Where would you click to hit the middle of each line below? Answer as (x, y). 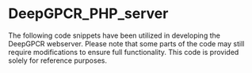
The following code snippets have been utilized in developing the (114, 35)
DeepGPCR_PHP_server (88, 14)
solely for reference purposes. (57, 60)
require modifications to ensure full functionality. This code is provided (124, 52)
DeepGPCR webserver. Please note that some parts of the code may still (126, 43)
